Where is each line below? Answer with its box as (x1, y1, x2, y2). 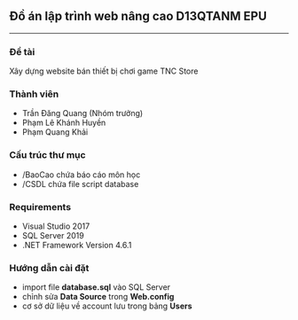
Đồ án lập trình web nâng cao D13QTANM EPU (9, 9, 268, 24)
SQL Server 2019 (21, 230, 84, 240)
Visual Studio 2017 (21, 221, 90, 231)
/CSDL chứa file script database (21, 178, 139, 189)
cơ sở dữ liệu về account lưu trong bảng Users (21, 300, 192, 311)
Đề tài (9, 45, 35, 58)
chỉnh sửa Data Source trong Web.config (21, 292, 175, 302)
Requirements (9, 200, 72, 213)
